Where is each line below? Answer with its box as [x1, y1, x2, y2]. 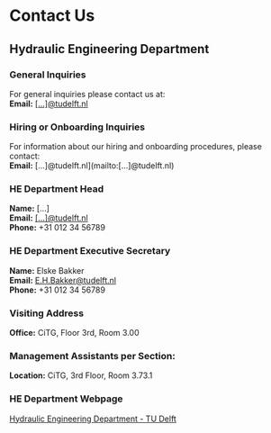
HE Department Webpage [9, 392, 123, 405]
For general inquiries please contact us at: [9, 88, 166, 99]
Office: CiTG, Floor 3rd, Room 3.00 [9, 328, 140, 338]
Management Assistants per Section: [9, 349, 176, 362]
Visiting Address [9, 307, 84, 320]
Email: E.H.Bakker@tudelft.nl [9, 275, 117, 285]
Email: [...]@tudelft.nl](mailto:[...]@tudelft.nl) [9, 160, 175, 171]
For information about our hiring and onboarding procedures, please [9, 141, 263, 152]
